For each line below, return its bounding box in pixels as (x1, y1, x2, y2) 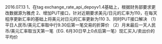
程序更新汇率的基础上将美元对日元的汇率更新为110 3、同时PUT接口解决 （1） (5, 16, 157, 22)
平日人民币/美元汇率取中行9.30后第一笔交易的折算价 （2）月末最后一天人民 (5, 22, 156, 28)
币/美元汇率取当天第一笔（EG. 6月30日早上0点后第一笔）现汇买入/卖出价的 (5, 28, 155, 33)
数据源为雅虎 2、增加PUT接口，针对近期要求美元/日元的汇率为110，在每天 (9, 10, 158, 16)
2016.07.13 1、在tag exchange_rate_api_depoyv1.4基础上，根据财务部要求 (5, 4, 152, 10)
